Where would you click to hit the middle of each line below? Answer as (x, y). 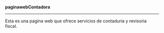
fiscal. (11, 26)
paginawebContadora (28, 7)
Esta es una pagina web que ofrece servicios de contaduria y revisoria (76, 21)
